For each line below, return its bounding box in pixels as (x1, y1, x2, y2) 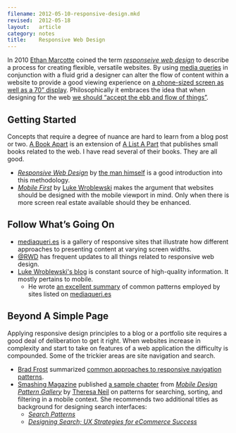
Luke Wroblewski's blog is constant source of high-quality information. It (17, 267, 229, 275)
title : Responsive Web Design (7, 37, 106, 44)
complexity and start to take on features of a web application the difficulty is (7, 344, 229, 352)
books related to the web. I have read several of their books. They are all (7, 147, 218, 156)
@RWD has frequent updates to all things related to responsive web (17, 252, 215, 261)
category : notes (7, 30, 55, 37)
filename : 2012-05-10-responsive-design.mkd (7, 10, 140, 18)
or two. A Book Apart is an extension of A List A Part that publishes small (7, 139, 218, 148)
